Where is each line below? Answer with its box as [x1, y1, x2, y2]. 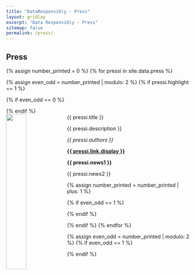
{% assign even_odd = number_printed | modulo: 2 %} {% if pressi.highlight [6, 78, 189, 85]
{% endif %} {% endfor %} [67, 221, 132, 228]
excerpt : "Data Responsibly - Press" [6, 19, 98, 25]
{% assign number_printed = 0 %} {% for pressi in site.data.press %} [6, 67, 173, 74]
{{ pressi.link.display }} [67, 147, 125, 155]
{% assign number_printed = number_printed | [67, 182, 179, 189]
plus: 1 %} [67, 187, 91, 194]
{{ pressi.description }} [67, 125, 122, 132]
